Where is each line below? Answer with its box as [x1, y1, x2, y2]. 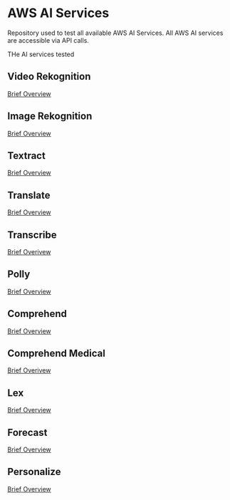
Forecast [7, 426, 48, 439]
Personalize [7, 466, 61, 478]
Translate [7, 189, 51, 201]
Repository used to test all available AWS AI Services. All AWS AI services [7, 28, 224, 37]
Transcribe [7, 229, 57, 241]
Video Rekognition [7, 71, 91, 83]
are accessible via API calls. [7, 36, 89, 44]
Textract [7, 150, 46, 162]
